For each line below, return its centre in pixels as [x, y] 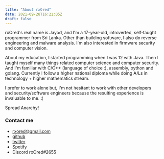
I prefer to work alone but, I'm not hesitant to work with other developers [78, 88]
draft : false [18, 19]
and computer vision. [26, 48]
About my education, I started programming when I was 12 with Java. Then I [82, 58]
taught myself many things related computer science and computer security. [82, 63]
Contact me [19, 120]
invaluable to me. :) [24, 98]
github [19, 136]
